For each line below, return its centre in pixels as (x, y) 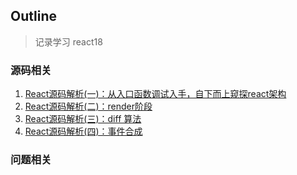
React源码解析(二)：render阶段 (88, 106)
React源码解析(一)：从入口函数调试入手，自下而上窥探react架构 (155, 94)
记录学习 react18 (68, 41)
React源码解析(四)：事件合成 (83, 131)
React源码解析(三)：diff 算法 (83, 119)
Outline (33, 16)
